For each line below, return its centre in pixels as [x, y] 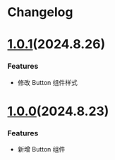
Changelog [40, 12]
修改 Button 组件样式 [47, 82]
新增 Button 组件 [41, 149]
